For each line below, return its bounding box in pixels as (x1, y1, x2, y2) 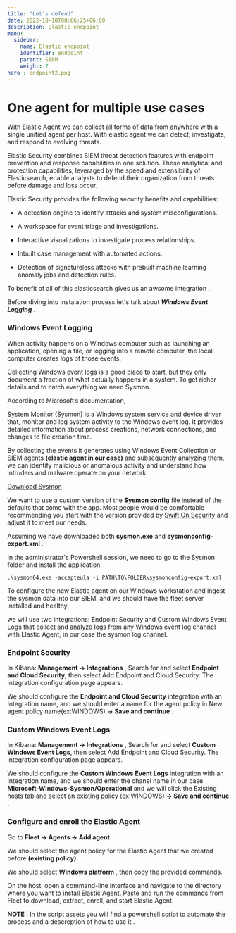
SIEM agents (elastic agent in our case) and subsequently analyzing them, (7, 453, 225, 462)
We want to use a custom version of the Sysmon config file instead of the (7, 496, 222, 504)
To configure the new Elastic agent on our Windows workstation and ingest (7, 586, 225, 595)
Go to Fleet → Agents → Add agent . (7, 832, 112, 841)
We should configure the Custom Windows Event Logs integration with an (7, 769, 224, 778)
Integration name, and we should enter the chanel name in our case (7, 777, 204, 785)
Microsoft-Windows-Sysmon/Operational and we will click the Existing (7, 784, 217, 793)
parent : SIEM (20, 56, 58, 63)
